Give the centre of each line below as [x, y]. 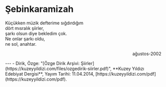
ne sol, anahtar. [21, 44]
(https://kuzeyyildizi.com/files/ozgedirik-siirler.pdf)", [58, 69]
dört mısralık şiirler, [25, 28]
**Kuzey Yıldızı [129, 69]
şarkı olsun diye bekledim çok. [36, 33]
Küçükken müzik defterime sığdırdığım [44, 23]
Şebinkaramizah [39, 9]
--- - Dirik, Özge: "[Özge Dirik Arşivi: [42, 63]
